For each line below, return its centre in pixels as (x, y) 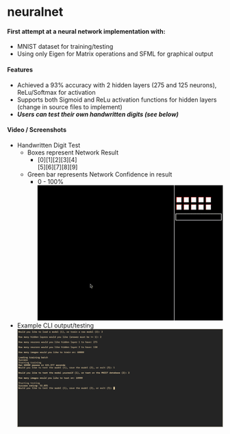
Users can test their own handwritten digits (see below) (98, 114)
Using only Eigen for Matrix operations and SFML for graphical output (115, 54)
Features (20, 69)
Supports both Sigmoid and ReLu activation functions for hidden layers (117, 100)
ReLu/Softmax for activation (56, 92)
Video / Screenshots (37, 130)
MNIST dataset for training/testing (65, 47)
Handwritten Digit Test (49, 145)
